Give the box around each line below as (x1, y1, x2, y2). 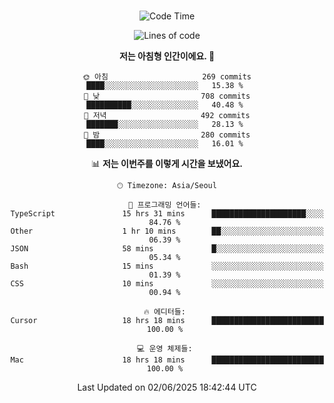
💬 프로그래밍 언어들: (128, 200, 202, 210)
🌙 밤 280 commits (83, 130, 251, 140)
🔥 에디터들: (143, 307, 186, 317)
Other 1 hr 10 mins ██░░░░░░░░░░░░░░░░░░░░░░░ (10, 226, 324, 236)
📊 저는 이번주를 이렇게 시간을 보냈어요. (90, 158, 244, 169)
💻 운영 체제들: (137, 344, 193, 354)
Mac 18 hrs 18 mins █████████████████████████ (10, 355, 324, 365)
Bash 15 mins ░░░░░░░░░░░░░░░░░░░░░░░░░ (10, 261, 324, 271)
